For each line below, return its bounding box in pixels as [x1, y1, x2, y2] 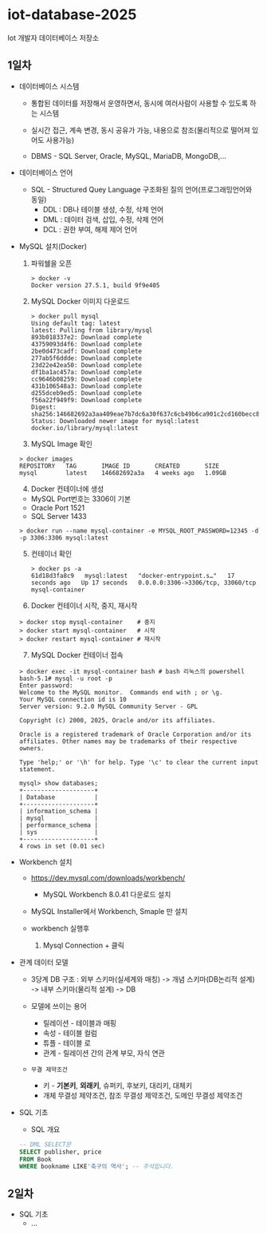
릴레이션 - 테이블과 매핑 [42, 1018, 117, 1027]
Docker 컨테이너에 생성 [30, 484, 104, 493]
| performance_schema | [18, 821, 99, 829]
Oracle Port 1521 [30, 503, 85, 512]
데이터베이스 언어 [18, 168, 73, 177]
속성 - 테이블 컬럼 [42, 1028, 97, 1038]
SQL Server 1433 [30, 511, 87, 520]
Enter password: [18, 681, 73, 690]
